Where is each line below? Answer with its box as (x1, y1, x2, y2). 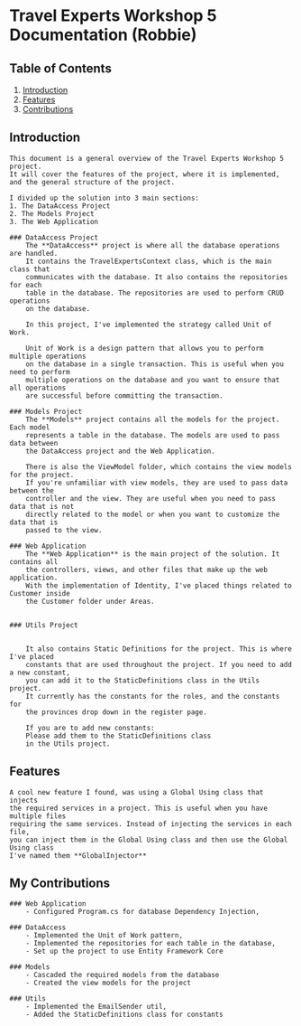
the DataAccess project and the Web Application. (25, 447, 216, 456)
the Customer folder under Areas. (25, 597, 155, 606)
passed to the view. (25, 525, 103, 534)
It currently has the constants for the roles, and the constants (25, 692, 280, 701)
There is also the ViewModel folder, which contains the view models (25, 462, 293, 471)
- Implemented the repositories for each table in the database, (25, 939, 277, 948)
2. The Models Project (9, 209, 95, 218)
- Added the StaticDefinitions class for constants (25, 1010, 223, 1020)
